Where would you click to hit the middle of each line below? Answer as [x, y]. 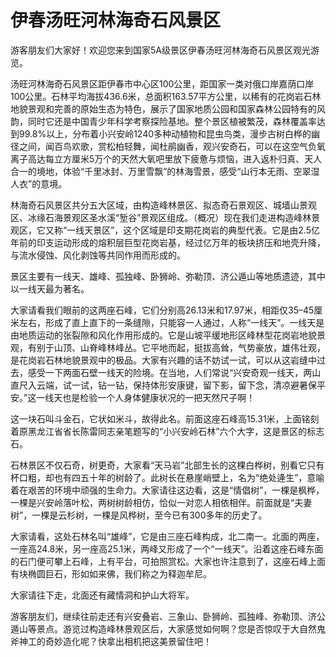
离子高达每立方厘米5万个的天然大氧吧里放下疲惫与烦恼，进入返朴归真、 [157, 158]
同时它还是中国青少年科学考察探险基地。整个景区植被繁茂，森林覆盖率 [172, 121]
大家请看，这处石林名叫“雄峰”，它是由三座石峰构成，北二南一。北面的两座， [167, 536]
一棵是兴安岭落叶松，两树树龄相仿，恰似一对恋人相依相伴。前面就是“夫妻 [161, 502]
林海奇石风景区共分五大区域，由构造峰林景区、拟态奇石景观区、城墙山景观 [163, 205]
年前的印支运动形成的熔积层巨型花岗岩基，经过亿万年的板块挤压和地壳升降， [168, 242]
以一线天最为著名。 [50, 288]
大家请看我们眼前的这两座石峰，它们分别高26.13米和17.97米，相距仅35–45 [162, 310]
